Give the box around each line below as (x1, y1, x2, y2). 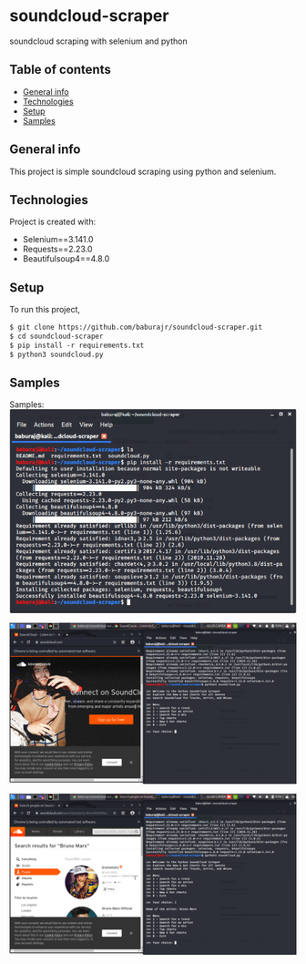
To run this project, (9, 304, 80, 315)
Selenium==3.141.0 (22, 234, 94, 245)
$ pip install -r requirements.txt (9, 341, 145, 351)
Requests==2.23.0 (22, 243, 93, 255)
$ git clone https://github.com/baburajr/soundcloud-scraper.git (9, 323, 262, 333)
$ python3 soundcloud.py (9, 350, 104, 360)
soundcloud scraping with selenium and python (9, 36, 189, 46)
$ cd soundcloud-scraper (9, 332, 104, 342)
